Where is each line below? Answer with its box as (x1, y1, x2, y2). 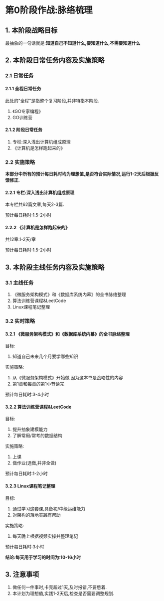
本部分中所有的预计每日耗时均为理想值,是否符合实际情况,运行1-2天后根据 (5, 171, 155, 177)
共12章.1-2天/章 (5, 236, 36, 242)
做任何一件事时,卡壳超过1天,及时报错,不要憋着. (12, 584, 107, 591)
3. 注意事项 (5, 570, 39, 579)
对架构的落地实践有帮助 (12, 512, 61, 518)
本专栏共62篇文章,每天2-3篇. (5, 201, 64, 207)
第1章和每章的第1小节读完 (12, 381, 65, 387)
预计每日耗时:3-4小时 (5, 392, 49, 398)
